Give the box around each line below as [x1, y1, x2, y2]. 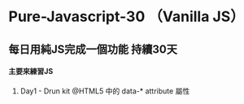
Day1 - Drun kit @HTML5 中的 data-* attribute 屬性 [20, 86, 190, 96]
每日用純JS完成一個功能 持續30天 [8, 42, 177, 56]
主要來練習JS [8, 67, 54, 76]
